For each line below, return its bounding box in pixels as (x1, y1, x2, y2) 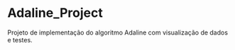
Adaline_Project (7, 5, 103, 21)
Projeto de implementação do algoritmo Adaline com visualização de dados (7, 28, 229, 37)
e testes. (7, 35, 33, 44)
